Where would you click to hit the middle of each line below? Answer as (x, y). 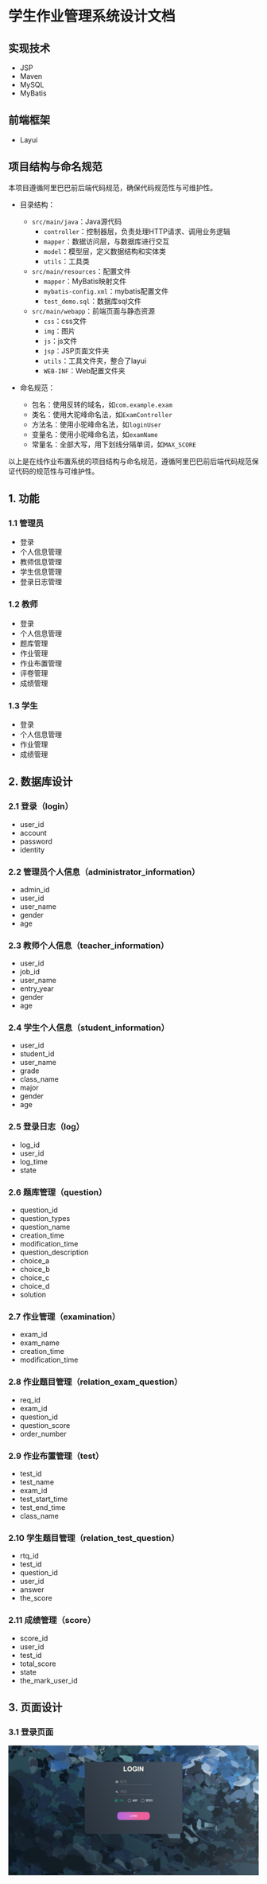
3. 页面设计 (35, 1707)
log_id (29, 1145)
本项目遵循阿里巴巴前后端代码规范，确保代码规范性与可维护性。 (112, 187)
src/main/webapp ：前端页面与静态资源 (93, 310)
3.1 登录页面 (31, 1732)
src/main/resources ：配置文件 (81, 271)
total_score (38, 1664)
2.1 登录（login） (41, 806)
